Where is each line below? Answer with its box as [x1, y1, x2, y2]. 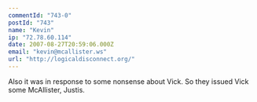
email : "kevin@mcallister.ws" [8, 48, 108, 56]
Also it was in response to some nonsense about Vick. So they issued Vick [8, 76, 249, 86]
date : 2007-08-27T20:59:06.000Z [8, 41, 114, 49]
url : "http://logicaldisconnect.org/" [8, 56, 135, 64]
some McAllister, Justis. [8, 85, 85, 94]
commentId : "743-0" [8, 11, 72, 20]
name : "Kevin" [8, 26, 55, 34]
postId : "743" [8, 19, 55, 27]
